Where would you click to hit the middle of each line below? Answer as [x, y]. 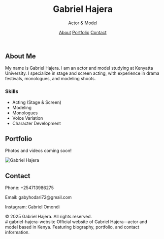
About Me [20, 56]
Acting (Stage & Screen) [37, 102]
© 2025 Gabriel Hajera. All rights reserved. [49, 217]
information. [17, 232]
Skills [12, 92]
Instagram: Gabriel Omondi [33, 207]
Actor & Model [83, 23]
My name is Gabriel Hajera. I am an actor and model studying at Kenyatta [79, 68]
